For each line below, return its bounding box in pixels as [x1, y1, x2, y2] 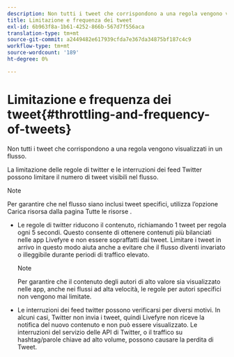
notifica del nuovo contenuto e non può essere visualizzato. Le [17, 320, 198, 328]
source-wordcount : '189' [7, 50, 79, 56]
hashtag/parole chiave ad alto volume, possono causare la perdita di [17, 335, 214, 344]
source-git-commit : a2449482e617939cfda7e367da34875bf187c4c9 [7, 36, 192, 43]
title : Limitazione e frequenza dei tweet [7, 17, 132, 24]
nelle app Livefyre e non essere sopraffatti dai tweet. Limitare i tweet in [17, 235, 221, 244]
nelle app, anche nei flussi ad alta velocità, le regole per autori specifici [17, 284, 221, 293]
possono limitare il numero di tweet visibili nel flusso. [7, 172, 159, 181]
